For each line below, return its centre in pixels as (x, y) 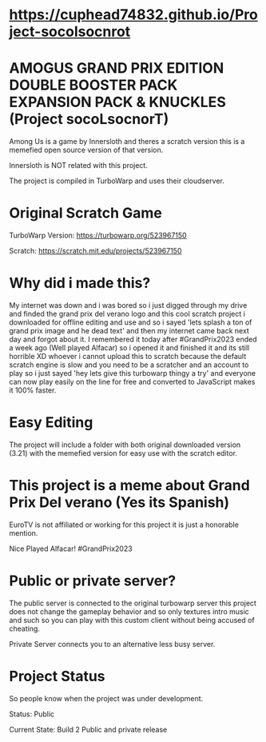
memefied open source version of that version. (86, 150)
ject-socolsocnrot (70, 32)
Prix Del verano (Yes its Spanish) (119, 503)
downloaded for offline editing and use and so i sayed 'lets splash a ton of (131, 322)
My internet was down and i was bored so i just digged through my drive (128, 305)
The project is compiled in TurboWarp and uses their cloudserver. (117, 181)
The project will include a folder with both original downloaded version (125, 445)
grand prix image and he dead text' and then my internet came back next (129, 331)
